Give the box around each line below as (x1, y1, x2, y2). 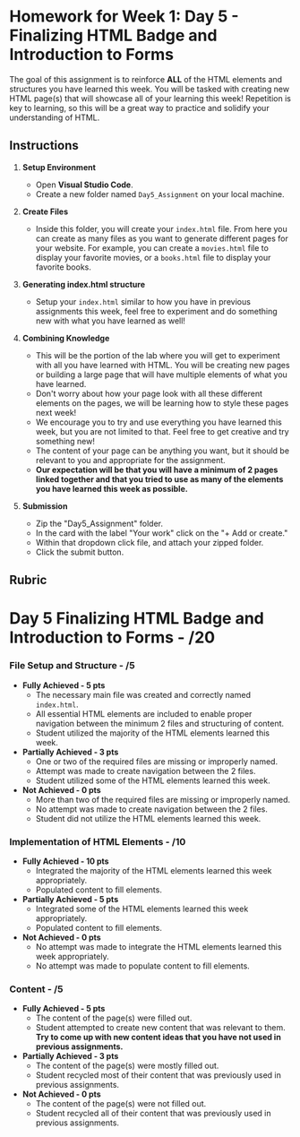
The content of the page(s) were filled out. (35, 1012, 193, 1023)
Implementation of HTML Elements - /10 (9, 835, 186, 848)
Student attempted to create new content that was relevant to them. (35, 1022, 287, 1033)
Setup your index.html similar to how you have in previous (35, 296, 251, 306)
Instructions (9, 138, 79, 153)
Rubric (9, 573, 47, 588)
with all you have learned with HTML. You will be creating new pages (35, 359, 290, 370)
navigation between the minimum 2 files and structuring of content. (35, 718, 285, 728)
